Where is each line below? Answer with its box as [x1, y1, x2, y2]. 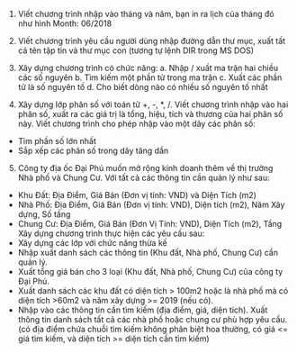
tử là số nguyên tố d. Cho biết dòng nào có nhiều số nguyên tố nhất [17, 82, 268, 92]
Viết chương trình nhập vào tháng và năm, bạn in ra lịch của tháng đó [17, 9, 274, 19]
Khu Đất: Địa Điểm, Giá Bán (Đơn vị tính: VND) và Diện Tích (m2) [17, 190, 256, 200]
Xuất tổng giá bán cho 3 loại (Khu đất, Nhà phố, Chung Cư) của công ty [17, 267, 283, 276]
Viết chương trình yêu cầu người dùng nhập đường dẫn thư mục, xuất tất [17, 36, 286, 46]
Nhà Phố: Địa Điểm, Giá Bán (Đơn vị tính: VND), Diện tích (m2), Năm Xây [17, 199, 285, 210]
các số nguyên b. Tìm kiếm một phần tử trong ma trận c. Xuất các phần [17, 72, 283, 83]
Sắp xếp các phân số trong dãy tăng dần [17, 145, 169, 156]
